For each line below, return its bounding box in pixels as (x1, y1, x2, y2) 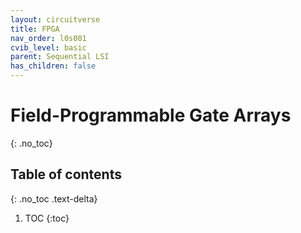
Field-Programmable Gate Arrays (10, 104, 292, 127)
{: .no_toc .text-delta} (10, 192, 98, 205)
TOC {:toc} (24, 212, 70, 224)
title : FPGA (10, 24, 60, 34)
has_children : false (10, 61, 97, 71)
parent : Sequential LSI (10, 52, 110, 62)
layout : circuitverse (10, 14, 101, 25)
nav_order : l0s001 (10, 33, 87, 43)
